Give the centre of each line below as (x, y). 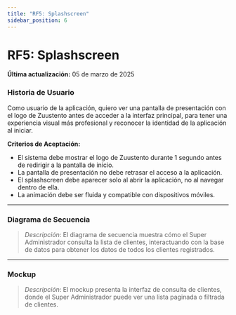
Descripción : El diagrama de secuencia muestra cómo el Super (116, 235)
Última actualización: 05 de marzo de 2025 (71, 74)
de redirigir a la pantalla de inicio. (66, 165)
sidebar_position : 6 (38, 20)
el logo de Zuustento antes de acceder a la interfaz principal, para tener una (117, 115)
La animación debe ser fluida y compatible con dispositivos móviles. (116, 194)
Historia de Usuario (41, 93)
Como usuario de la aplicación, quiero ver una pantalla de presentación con (117, 108)
